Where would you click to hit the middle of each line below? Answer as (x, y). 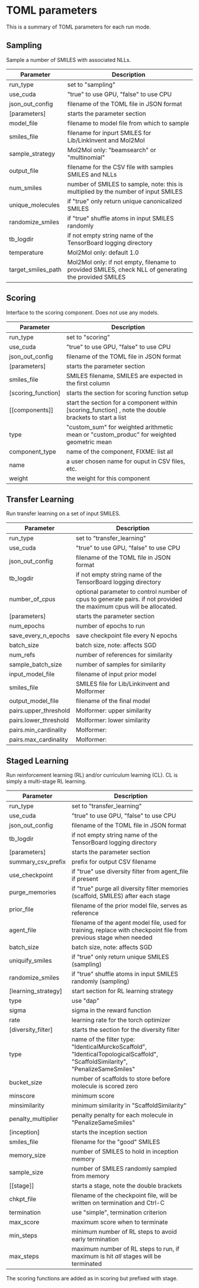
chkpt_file (23, 1199)
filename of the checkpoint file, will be (124, 1195)
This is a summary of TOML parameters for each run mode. (78, 27)
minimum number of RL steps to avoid (124, 1232)
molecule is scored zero (105, 1087)
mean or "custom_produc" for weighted (121, 434)
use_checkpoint (31, 876)
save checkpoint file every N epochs (127, 635)
